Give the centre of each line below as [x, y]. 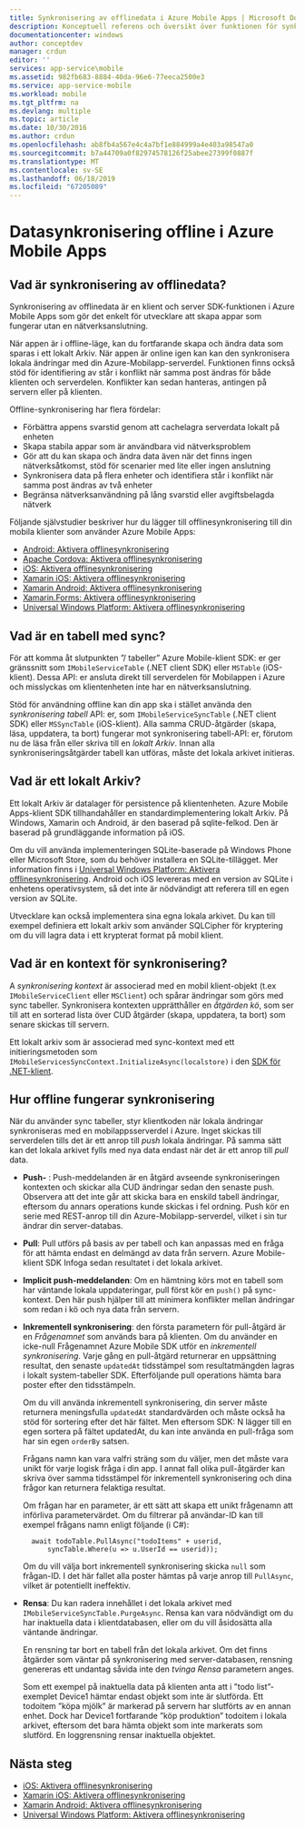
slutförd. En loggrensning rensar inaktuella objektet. [119, 1735]
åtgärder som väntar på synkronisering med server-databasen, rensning [157, 1660]
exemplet [40, 1696]
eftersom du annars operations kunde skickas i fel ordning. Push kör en [156, 1207]
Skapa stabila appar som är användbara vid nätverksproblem [137, 447]
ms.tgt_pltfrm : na [44, 102]
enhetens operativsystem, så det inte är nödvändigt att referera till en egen [149, 889]
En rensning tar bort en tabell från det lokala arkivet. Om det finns [145, 1650]
